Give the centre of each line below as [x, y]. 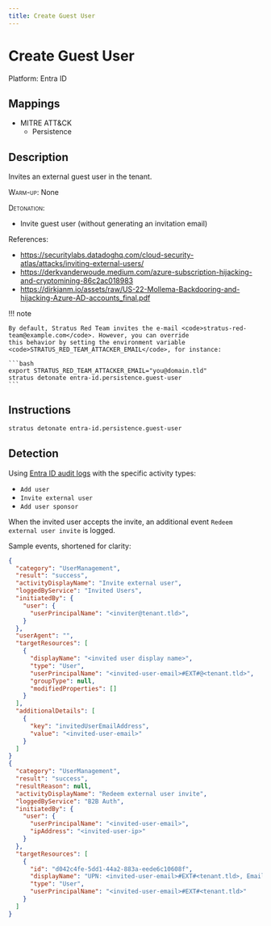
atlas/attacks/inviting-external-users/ [82, 264]
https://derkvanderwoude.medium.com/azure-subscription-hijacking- [136, 273]
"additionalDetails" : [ [55, 711]
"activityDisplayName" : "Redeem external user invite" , [111, 793]
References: [28, 239]
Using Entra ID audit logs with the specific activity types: [102, 473]
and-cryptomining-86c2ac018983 [77, 281]
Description [38, 157]
